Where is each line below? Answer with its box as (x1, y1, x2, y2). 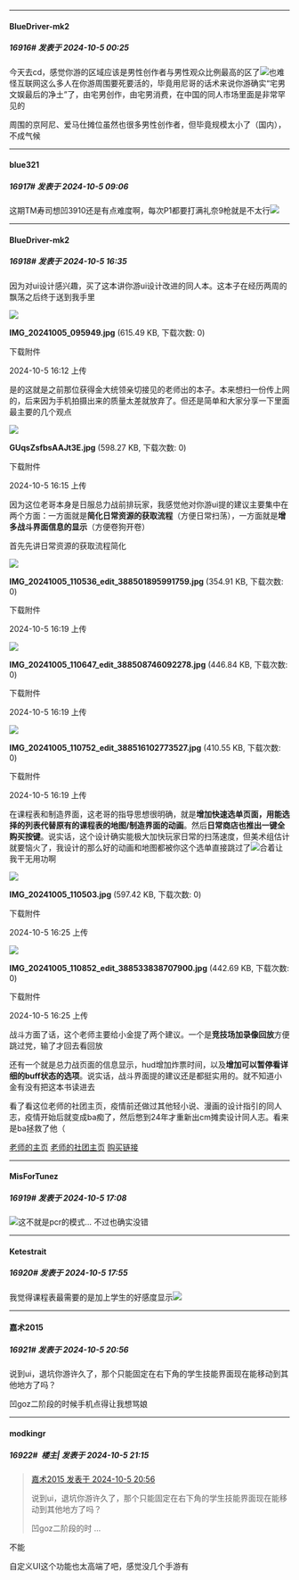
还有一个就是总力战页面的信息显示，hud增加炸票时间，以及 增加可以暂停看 (9, 1059, 281, 1069)
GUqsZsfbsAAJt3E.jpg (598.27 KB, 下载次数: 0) (9, 442, 187, 453)
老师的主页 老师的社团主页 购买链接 (9, 1142, 139, 1152)
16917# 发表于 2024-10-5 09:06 (9, 180, 129, 192)
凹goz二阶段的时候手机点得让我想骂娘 (9, 1399, 149, 1410)
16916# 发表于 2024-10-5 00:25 (9, 42, 130, 54)
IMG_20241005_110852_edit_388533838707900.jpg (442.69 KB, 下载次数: (9, 962, 289, 973)
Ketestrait (9, 1246, 47, 1257)
